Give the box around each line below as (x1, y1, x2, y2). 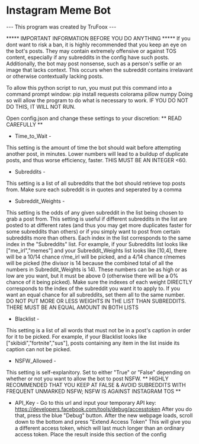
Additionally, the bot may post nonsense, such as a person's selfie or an (6, 60, 182, 67)
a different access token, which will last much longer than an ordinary (14, 424, 185, 432)
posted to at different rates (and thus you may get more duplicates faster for (6, 221, 192, 229)
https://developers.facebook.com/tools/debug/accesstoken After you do (14, 405, 192, 412)
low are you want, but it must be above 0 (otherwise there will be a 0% (6, 272, 179, 279)
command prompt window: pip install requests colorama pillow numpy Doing (6, 90, 193, 97)
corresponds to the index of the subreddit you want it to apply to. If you (6, 285, 181, 292)
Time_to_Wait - (14, 132, 52, 140)
